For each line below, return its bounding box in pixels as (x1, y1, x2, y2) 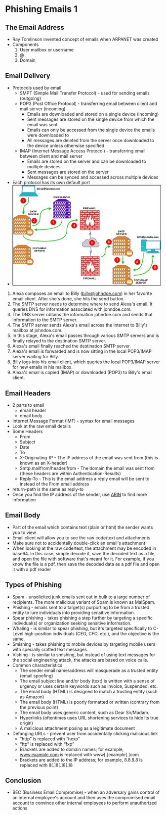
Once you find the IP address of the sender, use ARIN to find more (12, 491, 147, 497)
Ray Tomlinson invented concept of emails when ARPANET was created (12, 36, 159, 42)
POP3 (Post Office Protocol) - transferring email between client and (19, 100, 157, 106)
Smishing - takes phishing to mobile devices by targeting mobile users (12, 641, 156, 647)
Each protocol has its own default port (12, 179, 90, 185)
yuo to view (12, 529, 36, 535)
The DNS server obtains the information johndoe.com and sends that (12, 312, 153, 318)
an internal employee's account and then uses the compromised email (12, 795, 156, 801)
